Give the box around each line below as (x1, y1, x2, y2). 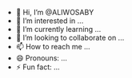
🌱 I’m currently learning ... (15, 25, 102, 33)
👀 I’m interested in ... (15, 16, 84, 25)
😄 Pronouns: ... (15, 53, 68, 63)
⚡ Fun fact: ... (15, 62, 60, 72)
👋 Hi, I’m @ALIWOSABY (15, 8, 94, 17)
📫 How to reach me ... (15, 42, 90, 51)
